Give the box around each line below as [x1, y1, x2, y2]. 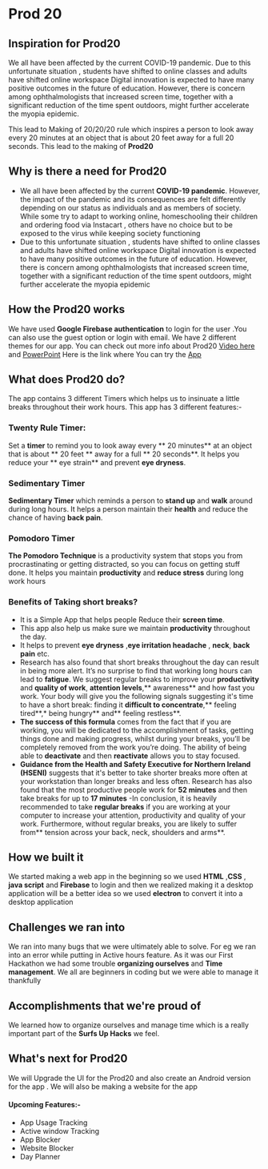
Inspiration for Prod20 [8, 37, 121, 50]
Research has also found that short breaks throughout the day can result [19, 657, 260, 667]
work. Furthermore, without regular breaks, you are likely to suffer [19, 818, 238, 829]
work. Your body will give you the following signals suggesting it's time [19, 691, 254, 701]
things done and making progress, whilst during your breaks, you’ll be [19, 733, 250, 743]
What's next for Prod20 [8, 1052, 128, 1066]
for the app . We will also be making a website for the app [8, 1082, 198, 1091]
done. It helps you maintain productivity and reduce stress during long [8, 568, 244, 577]
